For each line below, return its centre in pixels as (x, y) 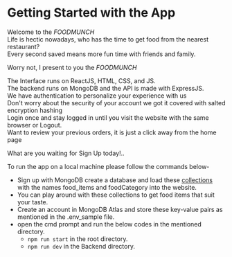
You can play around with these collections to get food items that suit (116, 195)
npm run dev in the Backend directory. (81, 246)
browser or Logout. (35, 125)
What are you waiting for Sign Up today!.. (66, 153)
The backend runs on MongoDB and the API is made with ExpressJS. (106, 88)
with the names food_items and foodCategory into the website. (107, 187)
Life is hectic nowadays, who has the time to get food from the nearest (108, 39)
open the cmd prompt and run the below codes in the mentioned (109, 224)
